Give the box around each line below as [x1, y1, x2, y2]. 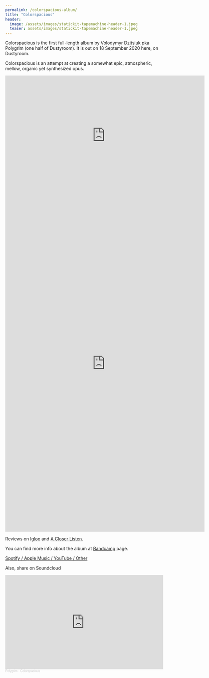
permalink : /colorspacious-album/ [5, 7, 78, 13]
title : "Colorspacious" [5, 12, 55, 17]
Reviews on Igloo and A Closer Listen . [5, 536, 84, 542]
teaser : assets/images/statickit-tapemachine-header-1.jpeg [10, 26, 138, 31]
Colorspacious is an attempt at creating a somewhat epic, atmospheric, [5, 60, 152, 66]
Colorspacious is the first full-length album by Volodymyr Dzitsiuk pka [5, 40, 149, 46]
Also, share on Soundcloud [5, 565, 61, 571]
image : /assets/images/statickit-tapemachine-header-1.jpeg [10, 21, 138, 27]
